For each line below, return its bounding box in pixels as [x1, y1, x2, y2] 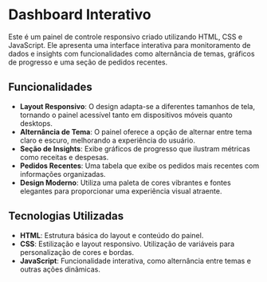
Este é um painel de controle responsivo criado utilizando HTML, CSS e [8, 32, 243, 41]
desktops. [19, 118, 53, 128]
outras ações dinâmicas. [19, 264, 101, 274]
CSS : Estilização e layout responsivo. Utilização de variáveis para [19, 239, 235, 249]
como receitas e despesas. [19, 152, 109, 162]
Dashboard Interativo [8, 6, 151, 24]
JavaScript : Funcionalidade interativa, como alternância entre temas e [19, 256, 251, 265]
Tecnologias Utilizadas [8, 210, 124, 223]
